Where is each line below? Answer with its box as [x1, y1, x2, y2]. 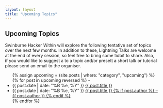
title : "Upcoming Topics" [5, 12, 57, 16]
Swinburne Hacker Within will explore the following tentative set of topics [5, 42, 151, 48]
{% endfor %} [12, 98, 40, 104]
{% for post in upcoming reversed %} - [12, 77, 91, 83]
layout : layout [5, 7, 36, 12]
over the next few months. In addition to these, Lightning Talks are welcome [5, 47, 157, 53]
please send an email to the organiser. [5, 63, 81, 69]
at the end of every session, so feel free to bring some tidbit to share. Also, [5, 53, 155, 59]
